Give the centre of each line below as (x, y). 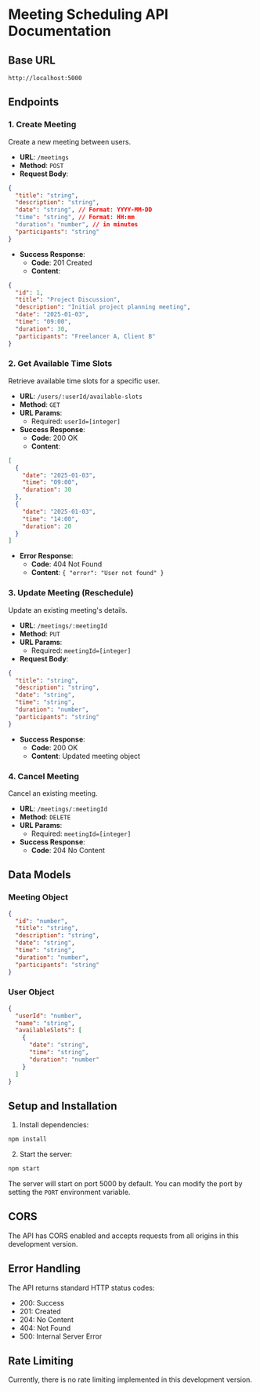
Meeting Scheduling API (88, 15)
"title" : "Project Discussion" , (68, 300)
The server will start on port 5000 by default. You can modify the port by (125, 1183)
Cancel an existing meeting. (53, 793)
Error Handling (44, 1269)
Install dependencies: (54, 1125)
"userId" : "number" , (49, 1016)
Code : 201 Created (61, 262)
